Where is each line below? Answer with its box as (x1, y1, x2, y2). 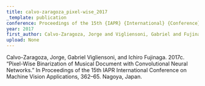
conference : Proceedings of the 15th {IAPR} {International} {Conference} (6, 20, 201, 26)
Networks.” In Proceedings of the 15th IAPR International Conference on (6, 67, 187, 73)
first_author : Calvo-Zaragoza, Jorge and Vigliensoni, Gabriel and (6, 31, 182, 38)
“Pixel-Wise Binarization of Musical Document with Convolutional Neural (6, 60, 188, 67)
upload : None (6, 37, 40, 43)
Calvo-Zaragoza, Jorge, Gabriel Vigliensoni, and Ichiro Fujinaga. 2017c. (6, 54, 185, 61)
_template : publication (6, 15, 67, 21)
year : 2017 (6, 25, 34, 32)
